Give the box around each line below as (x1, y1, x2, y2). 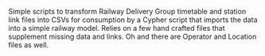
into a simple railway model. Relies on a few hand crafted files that (8, 24, 225, 32)
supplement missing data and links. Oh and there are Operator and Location (8, 32, 257, 41)
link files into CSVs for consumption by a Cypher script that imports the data (8, 15, 258, 24)
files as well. (8, 40, 49, 50)
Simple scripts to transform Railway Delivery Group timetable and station (8, 7, 247, 16)
